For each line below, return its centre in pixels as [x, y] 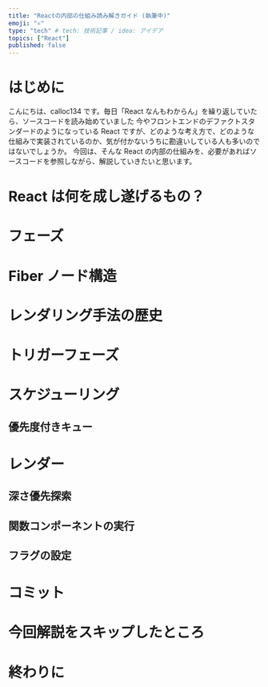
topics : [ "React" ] [39, 38]
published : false [37, 46]
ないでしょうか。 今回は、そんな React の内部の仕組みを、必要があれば [132, 151]
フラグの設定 [40, 555]
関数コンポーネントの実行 [71, 526]
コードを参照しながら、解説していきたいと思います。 [109, 162]
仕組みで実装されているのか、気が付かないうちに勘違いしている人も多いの [131, 142]
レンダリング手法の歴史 [86, 315]
